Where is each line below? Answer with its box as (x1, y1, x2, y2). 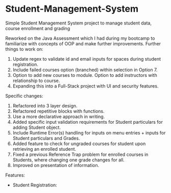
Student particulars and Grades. (12, 135, 80, 141)
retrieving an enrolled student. (12, 146, 77, 152)
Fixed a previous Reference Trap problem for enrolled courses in (12, 151, 149, 157)
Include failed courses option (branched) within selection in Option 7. (12, 67, 158, 73)
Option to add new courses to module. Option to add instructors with (12, 72, 157, 78)
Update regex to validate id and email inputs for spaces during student (12, 56, 161, 62)
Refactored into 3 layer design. (12, 102, 78, 108)
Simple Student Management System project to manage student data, (5, 20, 152, 26)
